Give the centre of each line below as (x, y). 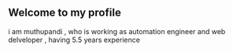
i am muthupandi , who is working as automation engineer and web (117, 31)
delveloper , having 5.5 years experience (74, 40)
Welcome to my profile (65, 13)
